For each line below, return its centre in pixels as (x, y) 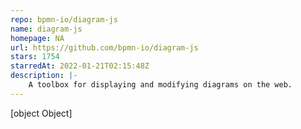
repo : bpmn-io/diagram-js (64, 19)
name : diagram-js (46, 29)
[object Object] (41, 113)
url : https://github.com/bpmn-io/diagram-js (104, 47)
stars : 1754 (35, 57)
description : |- (44, 76)
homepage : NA (37, 38)
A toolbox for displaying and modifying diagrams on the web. (160, 85)
